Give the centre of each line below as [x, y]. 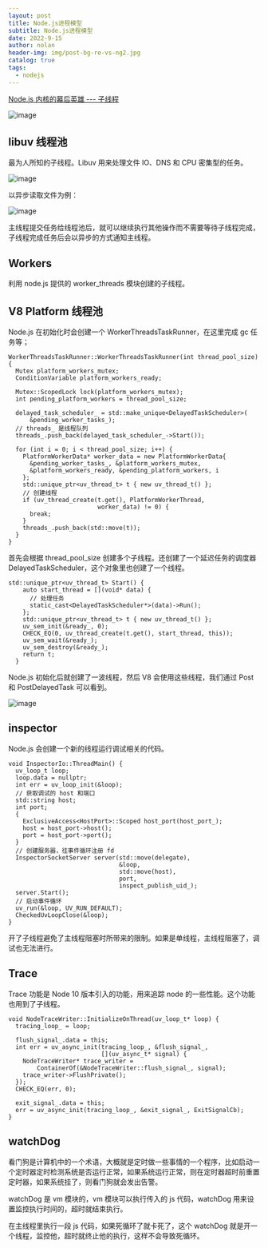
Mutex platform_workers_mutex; [67, 371]
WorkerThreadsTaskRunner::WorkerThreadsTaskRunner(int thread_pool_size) [134, 357]
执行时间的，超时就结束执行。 [78, 1209]
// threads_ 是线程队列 [52, 429]
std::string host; [46, 800]
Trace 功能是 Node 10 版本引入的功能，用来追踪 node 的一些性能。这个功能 [132, 994]
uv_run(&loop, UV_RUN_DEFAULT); [69, 908]
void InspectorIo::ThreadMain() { [66, 764]
